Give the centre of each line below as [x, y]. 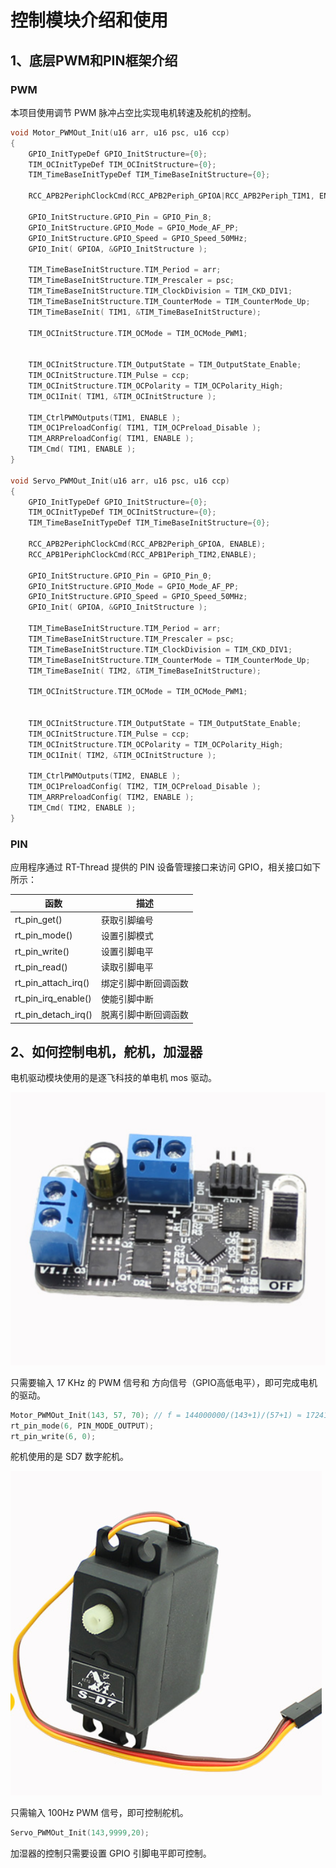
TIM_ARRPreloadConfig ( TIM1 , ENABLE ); [111, 439]
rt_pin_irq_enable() [53, 998]
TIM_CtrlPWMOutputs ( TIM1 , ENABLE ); [105, 417]
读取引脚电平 [127, 967]
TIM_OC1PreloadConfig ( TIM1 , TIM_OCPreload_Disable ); [145, 428]
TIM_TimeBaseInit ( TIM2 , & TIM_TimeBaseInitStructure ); [145, 671]
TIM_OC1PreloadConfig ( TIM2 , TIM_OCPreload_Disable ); [145, 787]
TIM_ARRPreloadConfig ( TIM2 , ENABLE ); [111, 797]
